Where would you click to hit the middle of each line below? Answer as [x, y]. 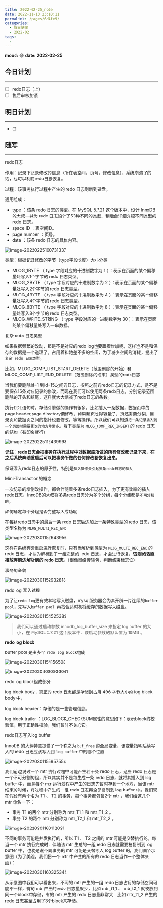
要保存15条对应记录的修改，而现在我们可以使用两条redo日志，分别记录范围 [80, 391]
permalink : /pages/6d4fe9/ [32, 19]
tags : [10, 37]
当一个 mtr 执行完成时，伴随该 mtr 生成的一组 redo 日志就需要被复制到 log [79, 845]
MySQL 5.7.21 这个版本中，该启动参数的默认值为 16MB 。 [88, 632]
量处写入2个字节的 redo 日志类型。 [47, 289]
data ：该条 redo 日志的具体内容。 [46, 240]
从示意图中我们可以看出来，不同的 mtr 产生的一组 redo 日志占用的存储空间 [79, 883]
